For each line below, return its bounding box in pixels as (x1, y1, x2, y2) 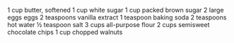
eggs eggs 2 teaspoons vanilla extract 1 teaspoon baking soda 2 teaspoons (7, 13, 227, 21)
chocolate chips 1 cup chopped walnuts (7, 28, 123, 36)
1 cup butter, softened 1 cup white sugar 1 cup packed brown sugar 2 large (7, 6, 224, 14)
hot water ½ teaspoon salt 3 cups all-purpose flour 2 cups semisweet (7, 21, 210, 28)
